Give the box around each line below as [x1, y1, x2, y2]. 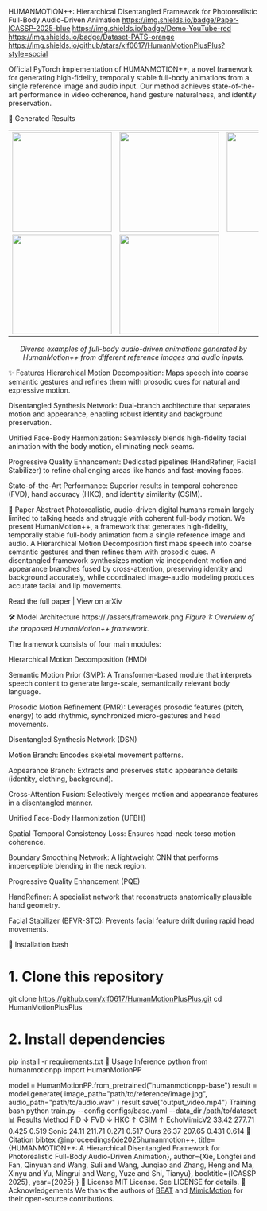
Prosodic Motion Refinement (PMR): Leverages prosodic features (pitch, [8, 702, 245, 712]
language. [8, 687, 41, 696]
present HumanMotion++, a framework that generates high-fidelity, [8, 522, 229, 531]
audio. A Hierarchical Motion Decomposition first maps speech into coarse [8, 539, 252, 548]
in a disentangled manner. [8, 798, 93, 807]
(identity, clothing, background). [8, 774, 114, 783]
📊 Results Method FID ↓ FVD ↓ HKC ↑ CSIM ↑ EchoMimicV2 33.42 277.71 [8, 1115, 255, 1124]
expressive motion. [8, 385, 71, 395]
